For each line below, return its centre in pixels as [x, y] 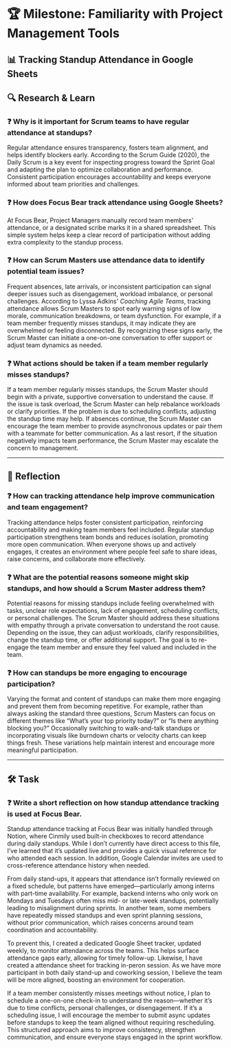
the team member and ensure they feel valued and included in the [123, 647]
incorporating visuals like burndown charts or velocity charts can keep [107, 735]
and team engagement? [47, 507]
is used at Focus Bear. [45, 814]
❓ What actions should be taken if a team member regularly [108, 363]
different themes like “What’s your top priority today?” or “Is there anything [113, 721]
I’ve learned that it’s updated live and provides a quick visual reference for [112, 851]
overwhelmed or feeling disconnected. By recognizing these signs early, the [115, 330]
